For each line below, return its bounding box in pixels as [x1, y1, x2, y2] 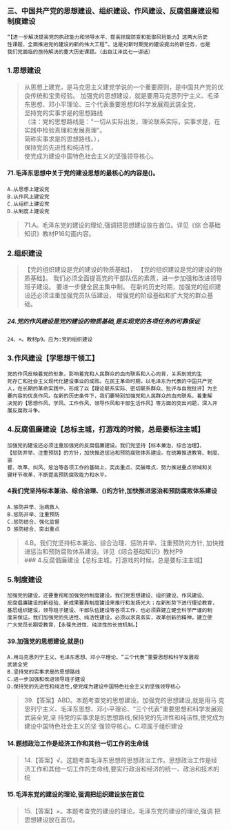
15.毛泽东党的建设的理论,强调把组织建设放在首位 [7, 790, 145, 798]
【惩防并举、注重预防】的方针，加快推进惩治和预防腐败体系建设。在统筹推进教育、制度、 [7, 449, 223, 456]
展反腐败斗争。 [7, 407, 43, 415]
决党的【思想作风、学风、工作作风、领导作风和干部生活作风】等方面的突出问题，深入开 [7, 400, 218, 407]
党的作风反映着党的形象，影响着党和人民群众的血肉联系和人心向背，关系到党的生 [7, 370, 202, 377]
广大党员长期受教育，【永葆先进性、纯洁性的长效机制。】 [7, 622, 141, 629]
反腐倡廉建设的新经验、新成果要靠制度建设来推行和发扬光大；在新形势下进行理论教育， [7, 600, 218, 606]
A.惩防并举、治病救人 [7, 504, 60, 511]
